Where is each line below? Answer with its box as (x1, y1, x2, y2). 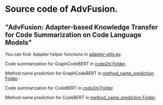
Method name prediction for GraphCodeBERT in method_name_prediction (5, 70, 154, 76)
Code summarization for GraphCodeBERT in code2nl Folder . (5, 61, 126, 67)
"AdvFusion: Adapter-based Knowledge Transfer (5, 23, 158, 31)
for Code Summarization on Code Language (5, 30, 142, 39)
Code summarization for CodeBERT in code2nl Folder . (5, 85, 114, 91)
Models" (5, 38, 32, 47)
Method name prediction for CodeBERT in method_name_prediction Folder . (5, 95, 157, 100)
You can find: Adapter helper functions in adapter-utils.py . (5, 52, 122, 57)
